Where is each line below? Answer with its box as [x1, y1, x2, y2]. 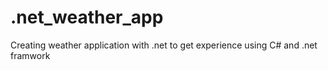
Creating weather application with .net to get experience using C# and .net [10, 39, 318, 51]
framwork [10, 49, 51, 61]
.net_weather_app [10, 6, 164, 29]
